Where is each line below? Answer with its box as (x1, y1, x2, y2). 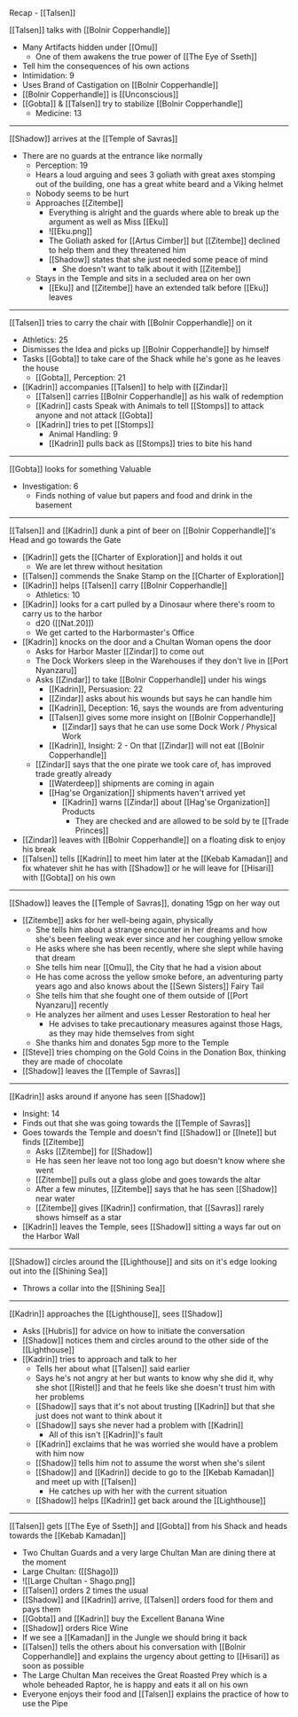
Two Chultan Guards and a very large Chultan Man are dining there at (21, 1548, 277, 1557)
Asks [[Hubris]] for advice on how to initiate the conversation (21, 1326, 246, 1336)
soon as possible (21, 1660, 84, 1671)
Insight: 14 (21, 1109, 60, 1118)
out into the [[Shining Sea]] (9, 1266, 108, 1276)
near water (35, 1193, 75, 1203)
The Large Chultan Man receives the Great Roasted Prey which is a (21, 1670, 268, 1680)
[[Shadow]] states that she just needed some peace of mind (48, 255, 269, 264)
